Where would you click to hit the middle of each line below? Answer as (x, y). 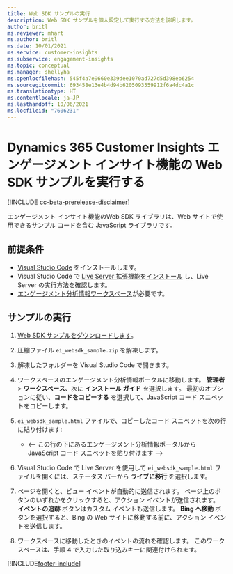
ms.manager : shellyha (39, 72)
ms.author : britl (32, 40)
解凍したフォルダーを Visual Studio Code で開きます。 (95, 365)
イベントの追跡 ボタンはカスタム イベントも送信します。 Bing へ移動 (115, 509)
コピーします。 (51, 406)
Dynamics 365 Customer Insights (106, 147)
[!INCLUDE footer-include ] (44, 564)
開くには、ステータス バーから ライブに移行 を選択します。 (126, 476)
